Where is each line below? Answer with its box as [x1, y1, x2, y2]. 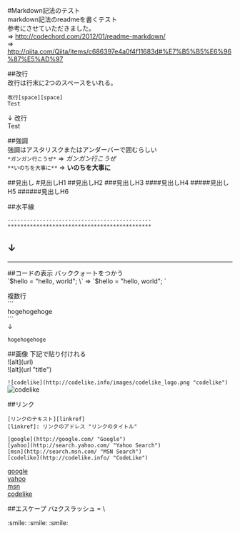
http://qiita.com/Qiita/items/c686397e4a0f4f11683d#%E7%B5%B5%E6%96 [7, 47, 232, 56]
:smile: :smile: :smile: [7, 518, 69, 527]
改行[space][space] [7, 94, 64, 101]
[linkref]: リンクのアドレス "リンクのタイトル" [7, 423, 138, 430]
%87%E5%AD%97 [7, 55, 64, 63]
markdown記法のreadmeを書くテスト [7, 15, 118, 24]
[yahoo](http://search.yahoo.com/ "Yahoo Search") [7, 442, 161, 449]
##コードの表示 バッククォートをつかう [7, 268, 124, 277]
